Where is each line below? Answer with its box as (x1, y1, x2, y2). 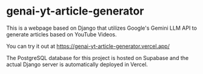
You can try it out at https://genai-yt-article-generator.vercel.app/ (6, 42, 170, 50)
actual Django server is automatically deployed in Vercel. (6, 61, 148, 68)
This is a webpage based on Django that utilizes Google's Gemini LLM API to (6, 24, 197, 32)
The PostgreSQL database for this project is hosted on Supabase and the (6, 54, 189, 61)
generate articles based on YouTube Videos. (6, 30, 117, 38)
